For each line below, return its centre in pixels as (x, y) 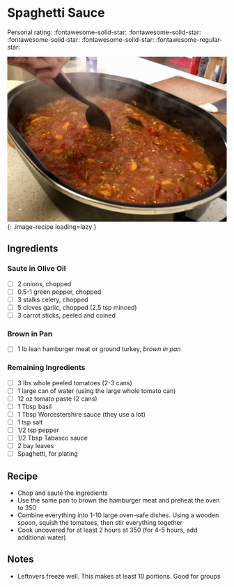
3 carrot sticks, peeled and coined (67, 315)
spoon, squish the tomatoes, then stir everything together (100, 523)
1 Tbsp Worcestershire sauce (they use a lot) (81, 414)
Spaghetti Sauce (56, 13)
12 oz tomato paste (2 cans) (57, 399)
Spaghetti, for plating (47, 454)
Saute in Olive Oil (37, 269)
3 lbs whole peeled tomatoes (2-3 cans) (75, 382)
